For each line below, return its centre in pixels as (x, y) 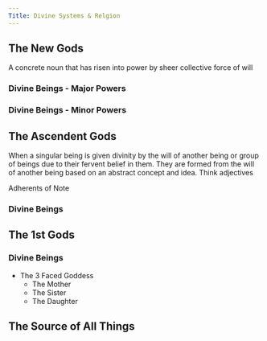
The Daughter (55, 301)
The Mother (51, 284)
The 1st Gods (41, 235)
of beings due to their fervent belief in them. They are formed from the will (131, 164)
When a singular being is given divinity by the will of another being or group (134, 156)
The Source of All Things (72, 327)
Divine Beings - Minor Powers (68, 110)
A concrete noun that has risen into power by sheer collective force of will (131, 68)
